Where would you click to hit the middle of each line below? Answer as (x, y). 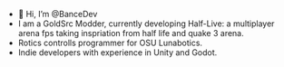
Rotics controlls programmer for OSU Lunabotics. (110, 43)
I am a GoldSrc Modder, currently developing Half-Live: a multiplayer (146, 24)
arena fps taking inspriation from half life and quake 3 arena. (131, 33)
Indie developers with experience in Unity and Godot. (118, 53)
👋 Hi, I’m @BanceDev (58, 14)
